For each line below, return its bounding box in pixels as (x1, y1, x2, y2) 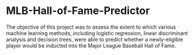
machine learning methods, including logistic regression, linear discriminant (6, 29, 188, 36)
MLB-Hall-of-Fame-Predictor (6, 4, 150, 18)
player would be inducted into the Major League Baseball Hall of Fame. (6, 42, 176, 49)
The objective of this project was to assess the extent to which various (6, 23, 176, 30)
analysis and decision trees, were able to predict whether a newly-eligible (6, 36, 183, 43)
